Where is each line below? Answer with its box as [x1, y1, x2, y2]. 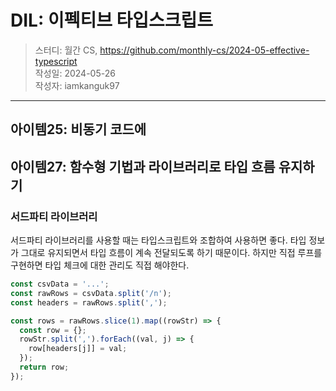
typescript [34, 55, 78, 67]
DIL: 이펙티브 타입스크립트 [10, 9, 214, 32]
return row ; [19, 362, 70, 373]
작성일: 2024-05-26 [34, 67, 116, 79]
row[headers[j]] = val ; [28, 344, 128, 354]
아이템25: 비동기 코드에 [10, 121, 147, 138]
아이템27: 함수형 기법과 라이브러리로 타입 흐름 [10, 158, 276, 175]
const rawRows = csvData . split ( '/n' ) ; [10, 288, 172, 298]
